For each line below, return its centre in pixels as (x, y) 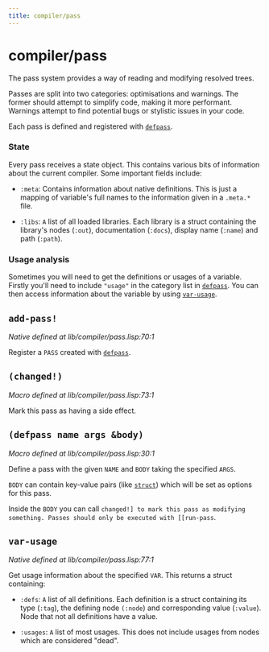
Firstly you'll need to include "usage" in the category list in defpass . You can (134, 286)
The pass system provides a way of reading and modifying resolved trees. (131, 78)
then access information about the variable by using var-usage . (113, 294)
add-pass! (33, 318)
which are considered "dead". (69, 641)
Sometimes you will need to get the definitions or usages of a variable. (125, 277)
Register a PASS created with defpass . (70, 352)
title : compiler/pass (45, 16)
